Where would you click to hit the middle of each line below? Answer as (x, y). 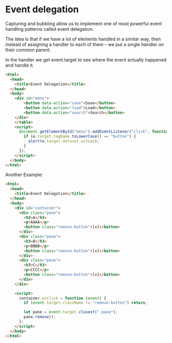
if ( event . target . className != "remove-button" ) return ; (85, 303)
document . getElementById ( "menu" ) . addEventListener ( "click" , (84, 132)
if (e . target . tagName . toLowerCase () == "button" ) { (80, 137)
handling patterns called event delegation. (50, 29)
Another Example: (24, 175)
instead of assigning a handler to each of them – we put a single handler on (85, 44)
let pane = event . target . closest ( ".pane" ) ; (71, 312)
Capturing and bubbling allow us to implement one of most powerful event (84, 24)
